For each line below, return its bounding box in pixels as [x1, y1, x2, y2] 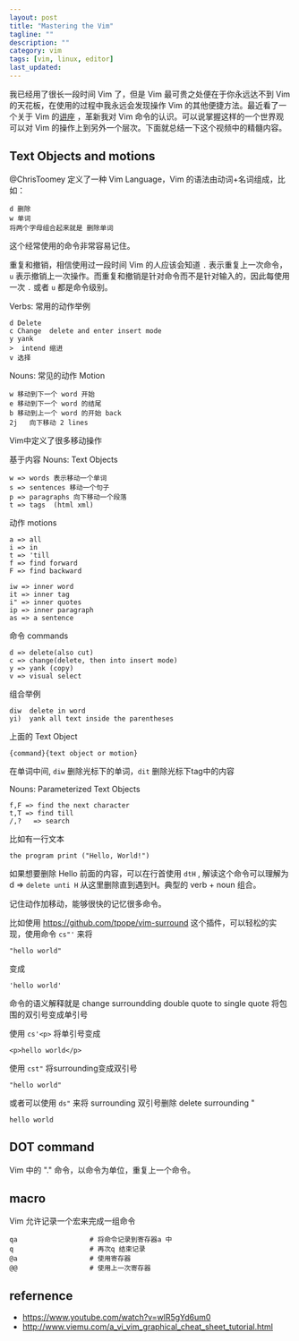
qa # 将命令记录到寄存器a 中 [9, 1235, 173, 1244]
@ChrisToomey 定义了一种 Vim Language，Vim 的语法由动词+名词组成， [9, 174, 278, 184]
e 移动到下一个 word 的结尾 [9, 399, 102, 408]
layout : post [9, 13, 58, 22]
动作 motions [9, 517, 57, 528]
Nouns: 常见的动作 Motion [9, 370, 106, 380]
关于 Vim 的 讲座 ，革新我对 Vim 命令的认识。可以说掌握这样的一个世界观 [16, 111, 285, 122]
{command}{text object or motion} [9, 748, 139, 757]
